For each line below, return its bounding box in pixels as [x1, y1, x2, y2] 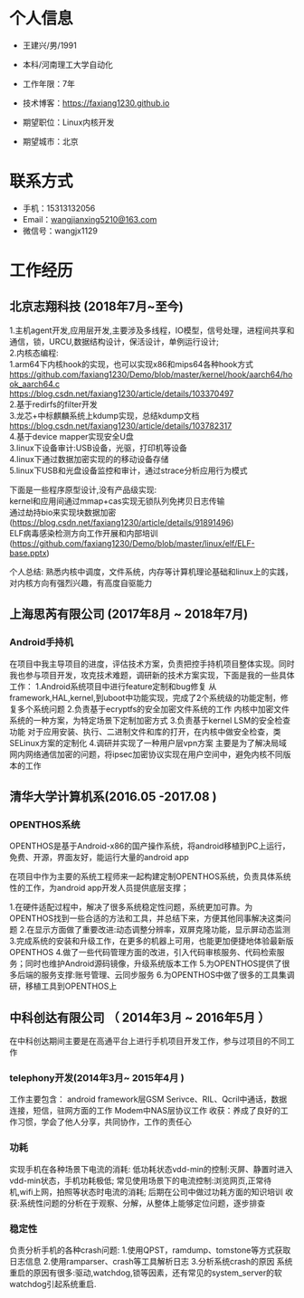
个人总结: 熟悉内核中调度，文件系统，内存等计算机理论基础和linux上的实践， [9, 566, 293, 577]
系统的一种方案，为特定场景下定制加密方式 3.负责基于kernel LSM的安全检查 [9, 715, 291, 725]
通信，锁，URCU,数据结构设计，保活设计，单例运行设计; [9, 336, 219, 346]
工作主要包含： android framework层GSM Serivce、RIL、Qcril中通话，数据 [9, 1094, 288, 1104]
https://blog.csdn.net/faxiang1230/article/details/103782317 [9, 420, 233, 431]
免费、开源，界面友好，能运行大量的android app [9, 852, 190, 863]
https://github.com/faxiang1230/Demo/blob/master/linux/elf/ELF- [12, 537, 255, 548]
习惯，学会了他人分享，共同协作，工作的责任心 [16, 1116, 192, 1127]
